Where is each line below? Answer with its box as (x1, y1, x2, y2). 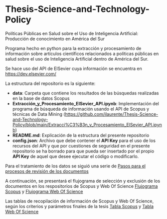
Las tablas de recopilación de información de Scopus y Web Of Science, (5, 198, 154, 204)
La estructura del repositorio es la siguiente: (5, 80, 96, 86)
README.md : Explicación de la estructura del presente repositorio (12, 132, 150, 138)
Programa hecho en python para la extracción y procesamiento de (5, 45, 142, 51)
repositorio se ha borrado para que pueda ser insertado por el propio (12, 148, 155, 154)
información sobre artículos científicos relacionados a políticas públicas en (5, 51, 159, 57)
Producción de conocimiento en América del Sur (5, 36, 105, 42)
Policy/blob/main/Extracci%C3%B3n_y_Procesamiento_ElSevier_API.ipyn (12, 122, 162, 128)
